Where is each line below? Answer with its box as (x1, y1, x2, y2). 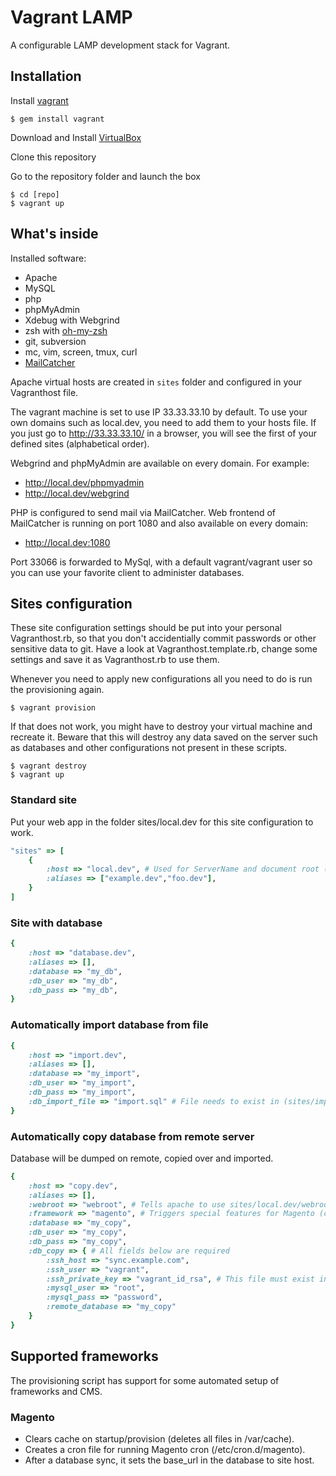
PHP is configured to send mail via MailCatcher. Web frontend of (10, 506, 276, 518)
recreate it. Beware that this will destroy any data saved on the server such (10, 731, 318, 743)
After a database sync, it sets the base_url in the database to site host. (24, 1454, 315, 1466)
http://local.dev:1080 (24, 536, 111, 548)
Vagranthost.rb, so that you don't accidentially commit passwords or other (10, 632, 317, 645)
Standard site (10, 793, 77, 807)
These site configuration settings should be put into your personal (10, 622, 282, 634)
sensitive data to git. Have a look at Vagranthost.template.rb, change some (10, 643, 318, 655)
